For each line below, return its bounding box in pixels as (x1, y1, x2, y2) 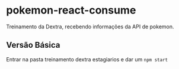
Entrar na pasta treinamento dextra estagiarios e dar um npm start (6, 55, 168, 63)
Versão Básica (6, 40, 60, 50)
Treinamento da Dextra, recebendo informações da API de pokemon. (6, 23, 174, 30)
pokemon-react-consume (6, 4, 136, 17)
